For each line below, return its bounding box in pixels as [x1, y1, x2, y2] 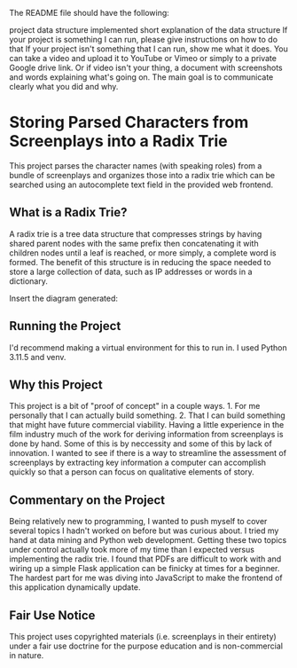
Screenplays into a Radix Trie [9, 131, 228, 152]
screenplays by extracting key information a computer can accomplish [9, 457, 267, 468]
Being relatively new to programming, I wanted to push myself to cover [9, 516, 268, 527]
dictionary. [9, 275, 49, 287]
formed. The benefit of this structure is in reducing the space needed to [9, 256, 272, 267]
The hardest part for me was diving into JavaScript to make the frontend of [9, 572, 284, 584]
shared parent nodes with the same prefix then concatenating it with [9, 238, 259, 248]
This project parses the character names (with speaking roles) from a [9, 160, 262, 171]
